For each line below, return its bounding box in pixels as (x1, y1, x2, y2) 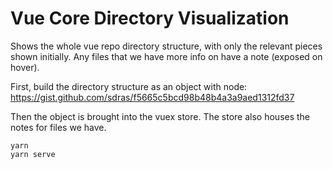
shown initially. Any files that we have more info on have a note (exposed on (10, 50, 323, 62)
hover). (10, 61, 40, 73)
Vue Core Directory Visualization (10, 7, 290, 30)
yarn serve (10, 149, 56, 159)
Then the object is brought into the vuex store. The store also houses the (10, 110, 311, 122)
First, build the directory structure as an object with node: (10, 80, 248, 92)
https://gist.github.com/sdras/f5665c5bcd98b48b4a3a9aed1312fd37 (10, 91, 295, 103)
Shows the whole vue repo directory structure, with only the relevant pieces (10, 40, 323, 52)
